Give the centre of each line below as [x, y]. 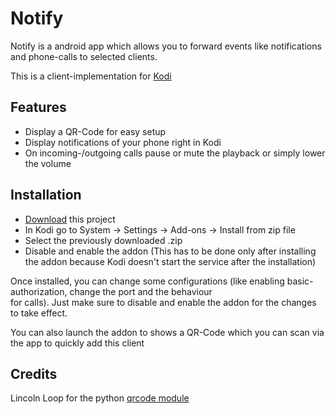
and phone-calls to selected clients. [84, 56]
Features [38, 107]
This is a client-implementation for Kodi [91, 76]
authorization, [39, 291]
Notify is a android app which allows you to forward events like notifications [166, 46]
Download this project [70, 219]
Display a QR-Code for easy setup [95, 131]
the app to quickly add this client [77, 343]
